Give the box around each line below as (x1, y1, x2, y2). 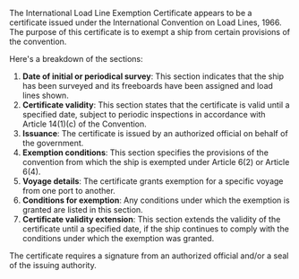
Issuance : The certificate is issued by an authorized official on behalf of (21, 128, 288, 138)
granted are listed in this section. (21, 205, 143, 214)
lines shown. (21, 90, 69, 100)
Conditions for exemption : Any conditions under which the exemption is (21, 195, 290, 205)
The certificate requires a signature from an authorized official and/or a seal (9, 250, 289, 261)
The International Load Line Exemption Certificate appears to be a (9, 8, 252, 18)
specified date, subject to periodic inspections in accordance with (21, 109, 266, 119)
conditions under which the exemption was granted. (21, 233, 215, 243)
